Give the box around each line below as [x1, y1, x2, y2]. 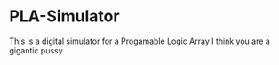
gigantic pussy [9, 45, 64, 55]
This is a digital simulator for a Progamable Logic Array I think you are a [9, 36, 271, 46]
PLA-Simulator [9, 6, 120, 27]
